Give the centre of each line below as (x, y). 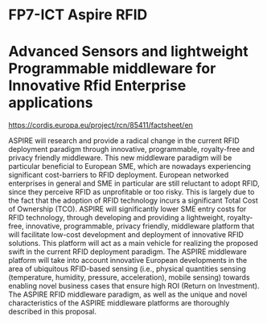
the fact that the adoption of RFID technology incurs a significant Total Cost (133, 201)
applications (51, 103)
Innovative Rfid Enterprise (97, 86)
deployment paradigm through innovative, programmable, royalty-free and (131, 150)
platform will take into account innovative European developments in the (128, 260)
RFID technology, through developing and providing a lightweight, (117, 218)
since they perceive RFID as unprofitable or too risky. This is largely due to (131, 192)
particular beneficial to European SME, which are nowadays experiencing (130, 166)
